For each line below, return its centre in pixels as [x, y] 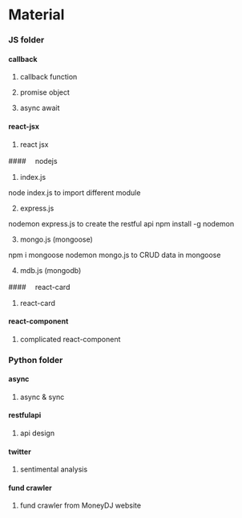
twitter [20, 451]
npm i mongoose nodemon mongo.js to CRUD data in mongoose [115, 255]
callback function [48, 77]
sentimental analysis [54, 469]
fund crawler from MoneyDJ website [81, 506]
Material [36, 15]
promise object [45, 92]
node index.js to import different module [75, 192]
